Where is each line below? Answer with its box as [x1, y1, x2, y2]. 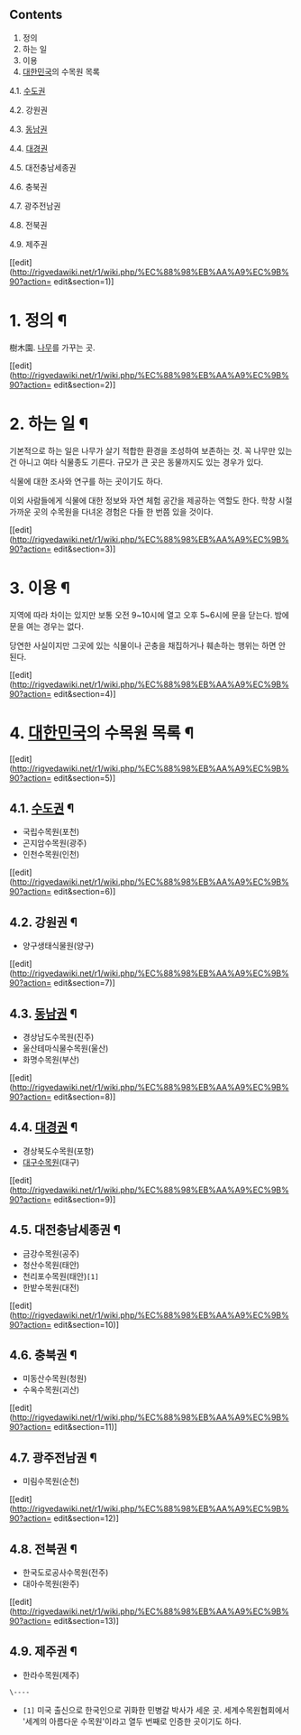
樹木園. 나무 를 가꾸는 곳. [9, 342, 96, 353]
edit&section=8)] [53, 1091, 116, 1102]
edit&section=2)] [53, 379, 116, 390]
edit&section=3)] [53, 543, 116, 554]
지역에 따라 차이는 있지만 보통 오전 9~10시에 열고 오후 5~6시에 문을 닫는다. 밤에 [9, 609, 290, 620]
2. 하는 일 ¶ [9, 413, 89, 434]
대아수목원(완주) [22, 1579, 80, 1590]
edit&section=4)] [53, 688, 116, 699]
